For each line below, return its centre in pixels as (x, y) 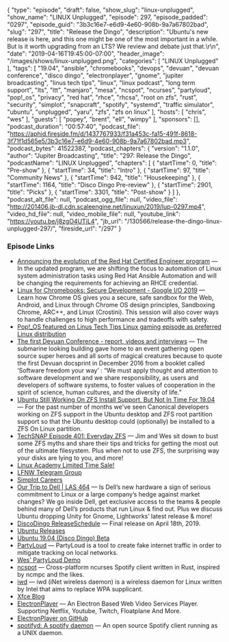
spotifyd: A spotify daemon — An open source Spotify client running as (117, 626)
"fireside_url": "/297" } (90, 228)
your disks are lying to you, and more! (70, 458)
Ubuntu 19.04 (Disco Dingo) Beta (63, 538)
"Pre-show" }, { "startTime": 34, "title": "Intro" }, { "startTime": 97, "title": (109, 170)
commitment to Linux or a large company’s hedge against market (108, 495)
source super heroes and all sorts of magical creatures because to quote (119, 356)
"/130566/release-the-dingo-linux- (173, 221)
